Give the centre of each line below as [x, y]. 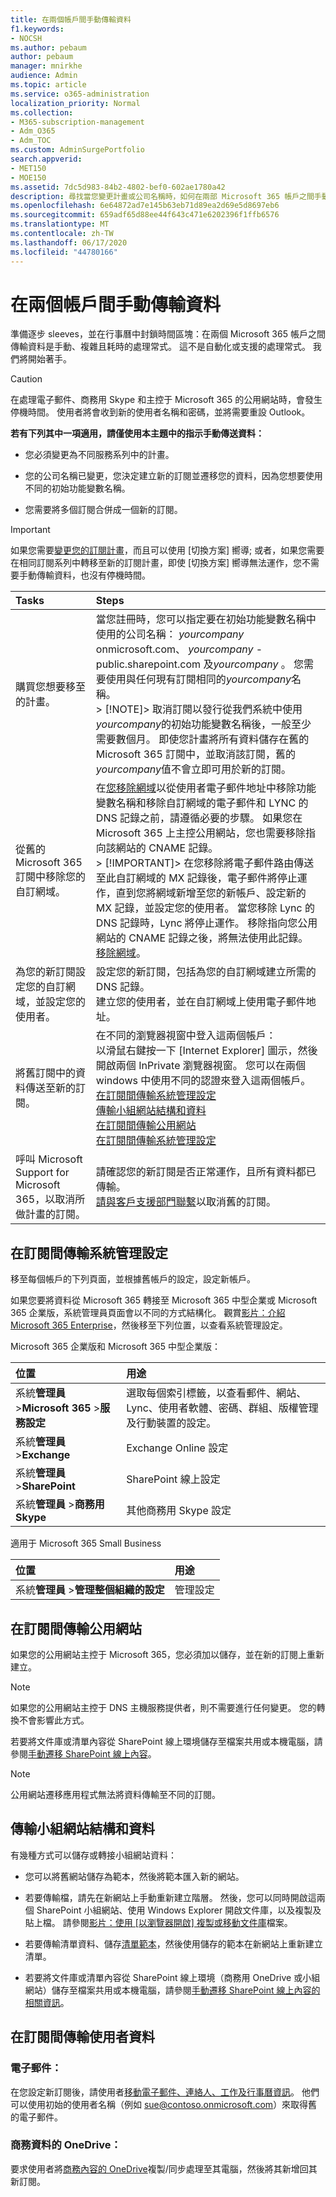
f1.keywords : [37, 29]
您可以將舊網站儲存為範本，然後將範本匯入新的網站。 [134, 1876]
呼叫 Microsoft [49, 1159]
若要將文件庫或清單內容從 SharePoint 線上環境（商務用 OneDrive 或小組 [172, 1977]
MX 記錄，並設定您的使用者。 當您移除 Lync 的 [205, 908]
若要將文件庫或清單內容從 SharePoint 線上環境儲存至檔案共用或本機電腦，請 [166, 1742]
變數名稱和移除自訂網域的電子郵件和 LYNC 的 [202, 803]
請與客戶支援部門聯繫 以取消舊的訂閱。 [186, 1202]
